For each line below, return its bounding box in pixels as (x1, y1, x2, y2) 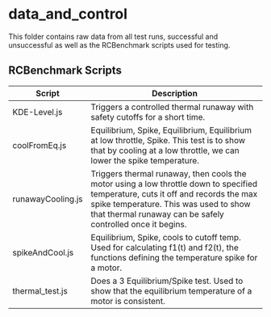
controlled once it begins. (90, 218, 187, 230)
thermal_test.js (12, 285, 69, 296)
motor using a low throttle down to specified (90, 178, 258, 189)
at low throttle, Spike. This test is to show (90, 134, 246, 146)
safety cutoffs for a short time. (90, 111, 206, 122)
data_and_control (8, 5, 127, 23)
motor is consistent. (90, 295, 165, 306)
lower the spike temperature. (90, 154, 200, 166)
